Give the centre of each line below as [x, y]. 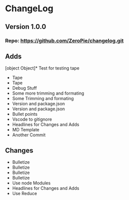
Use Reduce [25, 194]
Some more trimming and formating [48, 93]
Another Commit [29, 135]
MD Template [26, 130]
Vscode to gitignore [32, 119]
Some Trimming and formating [43, 99]
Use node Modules [31, 183]
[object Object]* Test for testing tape [42, 68]
